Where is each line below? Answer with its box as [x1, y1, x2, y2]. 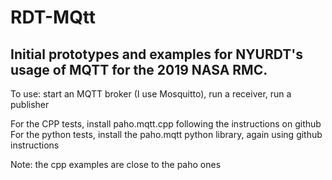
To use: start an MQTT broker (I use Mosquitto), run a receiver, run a [10, 88, 292, 100]
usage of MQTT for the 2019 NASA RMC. [10, 61, 268, 78]
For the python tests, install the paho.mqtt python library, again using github [10, 129, 323, 140]
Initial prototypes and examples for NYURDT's [10, 46, 303, 63]
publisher [10, 99, 50, 110]
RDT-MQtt [10, 6, 97, 29]
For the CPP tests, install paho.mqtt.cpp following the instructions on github [10, 118, 322, 130]
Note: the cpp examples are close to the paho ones [10, 159, 222, 170]
